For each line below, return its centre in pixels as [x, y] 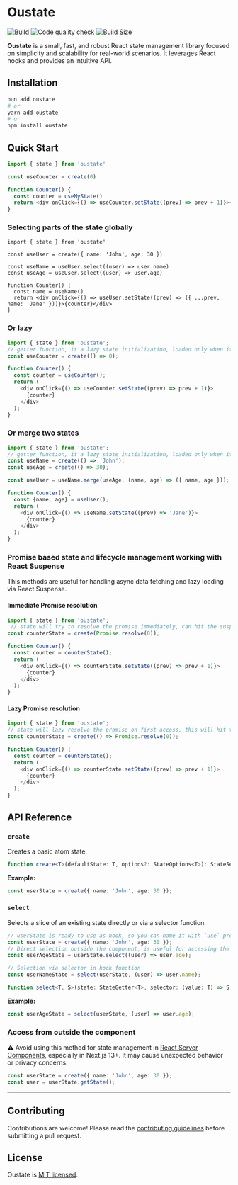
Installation [33, 83]
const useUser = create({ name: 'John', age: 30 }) [85, 255]
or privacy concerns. [38, 1062]
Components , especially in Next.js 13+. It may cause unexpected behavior [115, 1055]
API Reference [40, 818]
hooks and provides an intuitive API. [59, 60]
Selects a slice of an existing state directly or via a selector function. [107, 922]
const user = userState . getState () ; [61, 1082]
